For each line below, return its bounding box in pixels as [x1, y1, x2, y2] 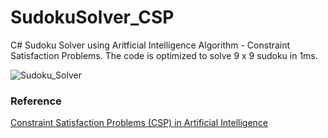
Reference [10, 94, 62, 108]
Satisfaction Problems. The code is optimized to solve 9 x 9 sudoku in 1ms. [10, 49, 318, 61]
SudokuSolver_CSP [10, 6, 175, 29]
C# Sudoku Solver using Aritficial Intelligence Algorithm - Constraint [10, 39, 291, 51]
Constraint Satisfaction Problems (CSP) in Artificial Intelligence [10, 117, 269, 129]
